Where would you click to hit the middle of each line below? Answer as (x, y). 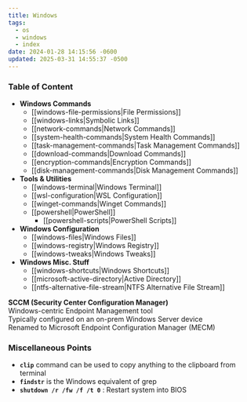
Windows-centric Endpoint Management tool (80, 311)
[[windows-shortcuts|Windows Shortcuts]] (100, 271)
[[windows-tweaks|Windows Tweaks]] (93, 254)
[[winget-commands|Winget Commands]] (99, 204)
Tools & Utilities (45, 179)
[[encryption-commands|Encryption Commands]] (111, 163)
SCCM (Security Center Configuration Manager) (88, 302)
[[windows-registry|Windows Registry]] (95, 246)
